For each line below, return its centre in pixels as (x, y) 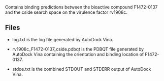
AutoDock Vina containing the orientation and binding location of (78, 54)
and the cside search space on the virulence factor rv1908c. (66, 12)
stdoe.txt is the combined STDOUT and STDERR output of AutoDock (82, 69)
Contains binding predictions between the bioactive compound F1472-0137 (81, 7)
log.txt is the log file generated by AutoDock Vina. (63, 39)
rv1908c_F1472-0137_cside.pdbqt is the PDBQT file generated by (78, 49)
